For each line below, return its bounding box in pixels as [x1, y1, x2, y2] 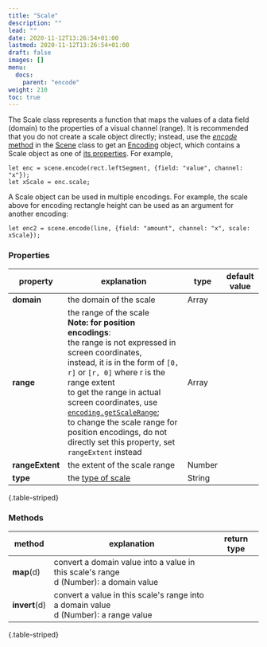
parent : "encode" [22, 78, 80, 86]
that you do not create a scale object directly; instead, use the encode [8, 132, 238, 142]
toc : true [8, 93, 41, 101]
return [223, 533, 249, 544]
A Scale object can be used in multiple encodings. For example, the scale [8, 192, 249, 202]
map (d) [12, 567, 41, 578]
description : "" [8, 19, 62, 27]
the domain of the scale [67, 294, 156, 305]
